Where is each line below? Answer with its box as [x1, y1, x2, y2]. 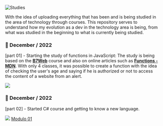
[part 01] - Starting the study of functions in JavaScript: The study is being [5, 53, 155, 58]
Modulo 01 [11, 116, 33, 122]
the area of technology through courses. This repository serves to [5, 19, 138, 25]
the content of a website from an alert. [5, 73, 82, 79]
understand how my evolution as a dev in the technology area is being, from [5, 24, 158, 30]
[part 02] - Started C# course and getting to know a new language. [5, 106, 140, 111]
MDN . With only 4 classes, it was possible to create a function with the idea [5, 63, 157, 69]
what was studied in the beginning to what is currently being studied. [5, 30, 144, 35]
